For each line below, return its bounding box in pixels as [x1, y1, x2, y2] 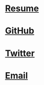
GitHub [5, 25, 34, 37]
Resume [5, 3, 39, 14]
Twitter [5, 47, 35, 59]
